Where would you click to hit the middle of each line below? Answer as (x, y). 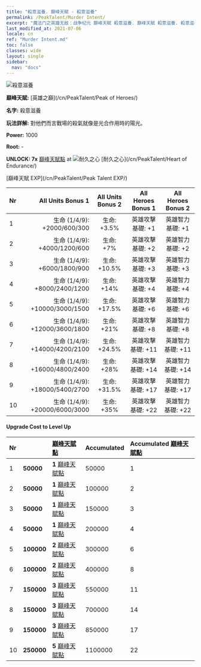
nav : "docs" (27, 67)
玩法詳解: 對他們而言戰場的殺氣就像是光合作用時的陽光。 (76, 123)
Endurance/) (22, 166)
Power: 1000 (22, 135)
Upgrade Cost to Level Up (39, 427)
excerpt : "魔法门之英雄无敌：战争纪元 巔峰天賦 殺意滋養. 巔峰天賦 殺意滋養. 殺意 (98, 23)
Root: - (15, 147)
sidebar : (17, 62)
